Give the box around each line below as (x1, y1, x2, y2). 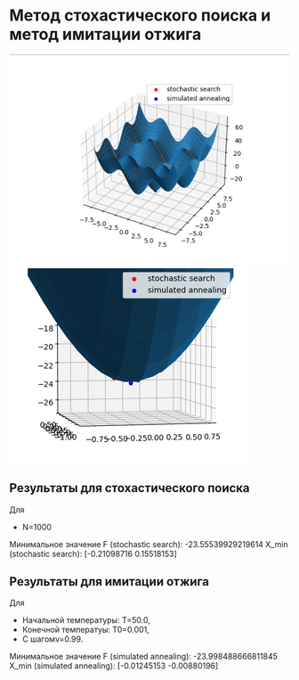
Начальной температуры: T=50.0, (21, 615, 151, 626)
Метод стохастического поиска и (9, 5, 271, 26)
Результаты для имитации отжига (9, 574, 210, 589)
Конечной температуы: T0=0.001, (21, 625, 149, 635)
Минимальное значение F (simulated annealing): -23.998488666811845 (9, 651, 279, 662)
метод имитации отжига (9, 24, 202, 45)
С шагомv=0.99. (21, 634, 84, 644)
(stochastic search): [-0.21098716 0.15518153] (9, 548, 178, 559)
